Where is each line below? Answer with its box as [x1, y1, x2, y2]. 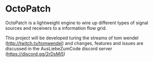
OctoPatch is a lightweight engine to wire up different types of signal [5, 20, 148, 26]
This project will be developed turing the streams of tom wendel [5, 35, 139, 41]
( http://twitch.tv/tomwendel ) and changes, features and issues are [5, 40, 143, 46]
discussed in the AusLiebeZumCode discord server [5, 45, 112, 51]
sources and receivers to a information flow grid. [5, 25, 107, 31]
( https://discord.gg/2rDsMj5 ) [5, 51, 66, 57]
